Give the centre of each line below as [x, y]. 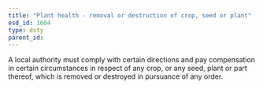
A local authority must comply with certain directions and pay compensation [132, 60]
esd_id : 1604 [30, 23]
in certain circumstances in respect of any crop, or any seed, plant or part [128, 69]
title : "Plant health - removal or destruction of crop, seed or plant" [130, 15]
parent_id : [26, 37]
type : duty [26, 30]
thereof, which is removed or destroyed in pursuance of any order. [116, 76]
